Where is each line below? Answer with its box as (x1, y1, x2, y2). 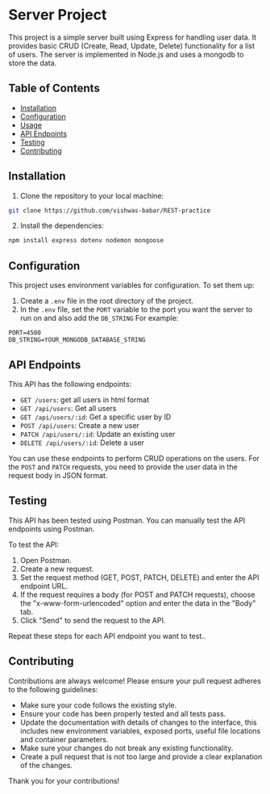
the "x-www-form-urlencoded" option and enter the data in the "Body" (19, 598, 256, 607)
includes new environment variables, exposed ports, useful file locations (19, 725, 261, 736)
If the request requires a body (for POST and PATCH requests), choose (19, 590, 255, 599)
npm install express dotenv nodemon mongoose (8, 237, 164, 245)
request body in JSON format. (8, 470, 108, 480)
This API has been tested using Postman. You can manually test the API (8, 515, 246, 525)
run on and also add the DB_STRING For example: (19, 313, 179, 323)
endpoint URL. (19, 581, 69, 590)
